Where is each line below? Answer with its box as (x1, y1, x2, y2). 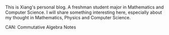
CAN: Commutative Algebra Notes (5, 24, 77, 30)
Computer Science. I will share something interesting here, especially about (5, 9, 162, 15)
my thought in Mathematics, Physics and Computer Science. (5, 15, 131, 20)
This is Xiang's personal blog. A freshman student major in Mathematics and (5, 4, 164, 10)
